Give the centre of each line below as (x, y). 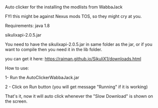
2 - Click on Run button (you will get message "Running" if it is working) (77, 87)
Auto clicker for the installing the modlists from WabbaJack (64, 7)
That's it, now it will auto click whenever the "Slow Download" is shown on (79, 96)
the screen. (16, 101)
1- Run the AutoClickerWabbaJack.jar (42, 77)
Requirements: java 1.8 (27, 26)
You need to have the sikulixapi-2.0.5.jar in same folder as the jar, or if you (79, 44)
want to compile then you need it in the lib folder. (54, 49)
